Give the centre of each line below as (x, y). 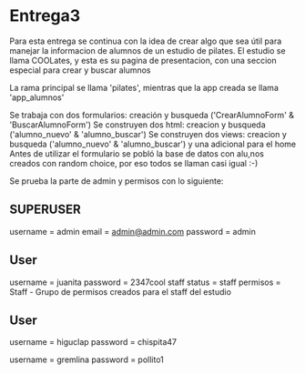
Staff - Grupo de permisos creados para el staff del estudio (121, 291)
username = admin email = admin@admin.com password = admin (133, 231)
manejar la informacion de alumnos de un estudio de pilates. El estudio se (147, 50)
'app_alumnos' (37, 97)
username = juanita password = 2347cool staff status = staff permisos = (145, 282)
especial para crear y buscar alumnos (81, 70)
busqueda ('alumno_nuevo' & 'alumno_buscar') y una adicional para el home (153, 144)
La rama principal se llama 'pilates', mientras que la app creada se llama (144, 87)
